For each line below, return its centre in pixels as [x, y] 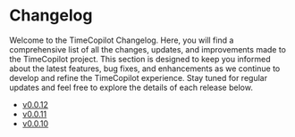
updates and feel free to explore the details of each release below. [131, 87]
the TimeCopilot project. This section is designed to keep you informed [140, 59]
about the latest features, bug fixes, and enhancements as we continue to [145, 68]
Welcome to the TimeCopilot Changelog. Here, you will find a [122, 40]
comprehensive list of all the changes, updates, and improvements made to [148, 49]
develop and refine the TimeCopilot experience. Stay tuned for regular [139, 77]
